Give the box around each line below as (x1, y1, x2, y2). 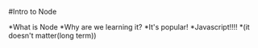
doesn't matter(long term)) (8, 31, 97, 40)
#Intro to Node (8, 7, 57, 16)
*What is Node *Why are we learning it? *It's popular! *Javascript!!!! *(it (8, 22, 250, 31)
